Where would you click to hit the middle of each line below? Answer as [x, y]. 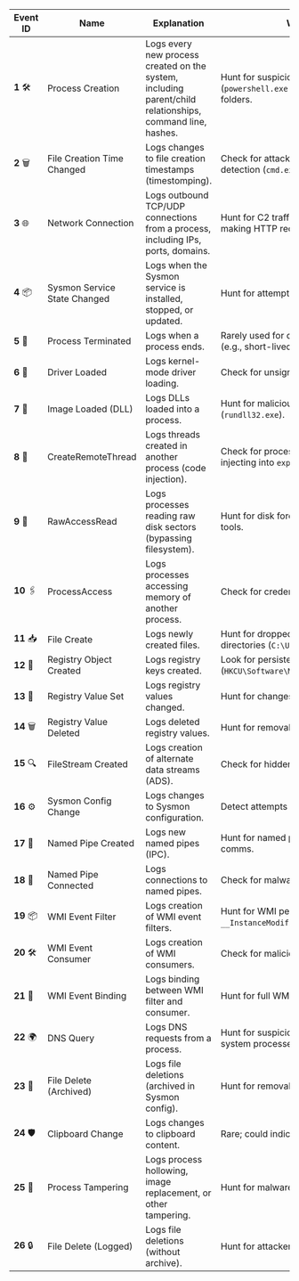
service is [166, 287]
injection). [166, 479]
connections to [177, 880]
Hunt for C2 [245, 217]
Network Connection [91, 223]
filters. [158, 928]
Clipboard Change [85, 1134]
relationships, [174, 110]
